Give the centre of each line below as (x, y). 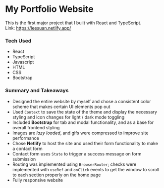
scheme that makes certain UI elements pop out (61, 107)
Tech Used (18, 40)
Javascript (23, 62)
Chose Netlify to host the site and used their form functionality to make (85, 143)
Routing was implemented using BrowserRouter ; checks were (74, 164)
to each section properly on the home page (56, 175)
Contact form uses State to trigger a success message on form (77, 153)
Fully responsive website (38, 180)
